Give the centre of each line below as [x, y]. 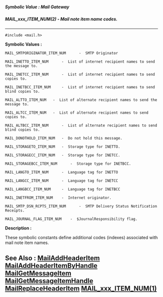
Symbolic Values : [24, 44]
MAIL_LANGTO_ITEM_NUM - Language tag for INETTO [62, 173]
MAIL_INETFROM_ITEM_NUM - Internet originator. [58, 198]
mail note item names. [27, 243]
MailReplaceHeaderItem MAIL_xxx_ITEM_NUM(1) [81, 288]
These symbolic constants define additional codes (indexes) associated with [81, 238]
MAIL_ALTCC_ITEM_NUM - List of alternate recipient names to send [77, 113]
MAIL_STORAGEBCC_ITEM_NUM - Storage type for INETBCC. [68, 164]
